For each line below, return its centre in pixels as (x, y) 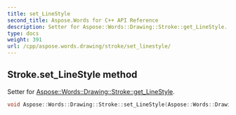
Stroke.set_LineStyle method (72, 75)
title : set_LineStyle (39, 14)
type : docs (23, 33)
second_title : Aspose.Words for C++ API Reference (83, 20)
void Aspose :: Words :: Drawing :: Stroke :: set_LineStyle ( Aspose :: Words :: (111, 104)
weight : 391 (25, 40)
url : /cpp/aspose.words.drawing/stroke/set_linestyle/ (89, 46)
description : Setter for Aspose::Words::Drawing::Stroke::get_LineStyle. (118, 27)
